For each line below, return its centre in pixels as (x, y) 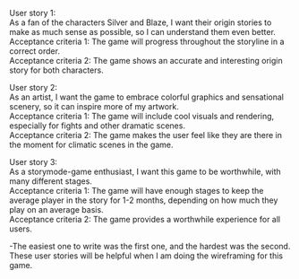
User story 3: (34, 162)
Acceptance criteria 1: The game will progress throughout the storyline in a (147, 41)
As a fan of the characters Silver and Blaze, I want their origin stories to (141, 22)
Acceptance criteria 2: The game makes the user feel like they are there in (146, 135)
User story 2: (34, 87)
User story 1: (33, 13)
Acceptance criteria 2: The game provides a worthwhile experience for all (145, 219)
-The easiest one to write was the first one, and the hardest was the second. (150, 246)
